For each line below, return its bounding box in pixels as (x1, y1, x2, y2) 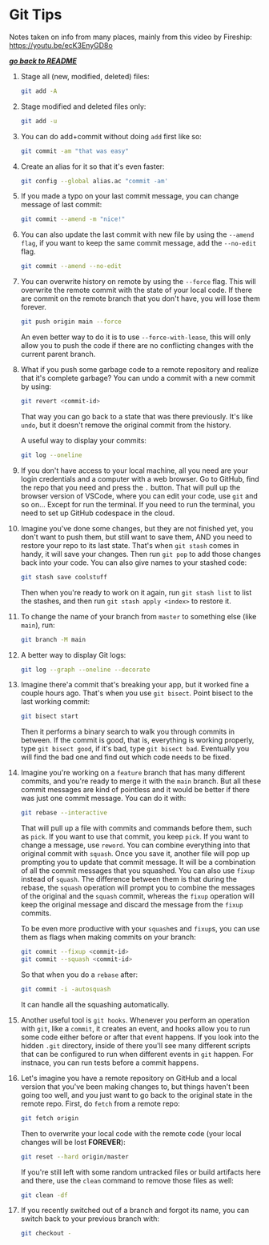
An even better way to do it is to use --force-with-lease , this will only (20, 332, 251, 342)
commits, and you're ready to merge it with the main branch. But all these (20, 776, 262, 786)
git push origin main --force (20, 318, 122, 326)
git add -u (20, 117, 58, 125)
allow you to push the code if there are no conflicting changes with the (20, 341, 255, 350)
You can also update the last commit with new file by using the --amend (20, 230, 255, 239)
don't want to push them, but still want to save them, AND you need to (20, 532, 253, 542)
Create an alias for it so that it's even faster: (20, 162, 165, 171)
